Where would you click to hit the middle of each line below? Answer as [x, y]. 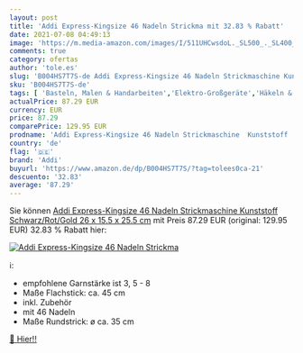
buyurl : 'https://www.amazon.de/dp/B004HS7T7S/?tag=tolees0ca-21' [137, 168]
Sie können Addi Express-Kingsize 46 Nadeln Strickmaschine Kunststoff [143, 211]
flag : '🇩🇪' [32, 151]
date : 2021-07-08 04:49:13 [60, 34]
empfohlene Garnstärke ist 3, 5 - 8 [86, 284]
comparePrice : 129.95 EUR [58, 127]
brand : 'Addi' [36, 160]
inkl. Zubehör [47, 303]
